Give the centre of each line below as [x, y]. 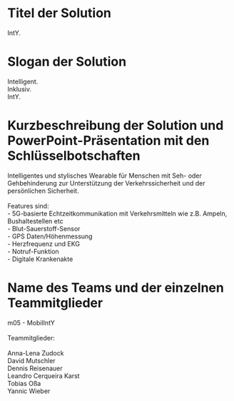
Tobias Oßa [24, 383]
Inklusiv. [20, 89]
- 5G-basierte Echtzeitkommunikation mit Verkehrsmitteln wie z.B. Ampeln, [117, 213]
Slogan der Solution [67, 62]
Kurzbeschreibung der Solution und [116, 126]
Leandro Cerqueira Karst [44, 375]
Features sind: [28, 205]
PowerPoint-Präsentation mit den [108, 141]
